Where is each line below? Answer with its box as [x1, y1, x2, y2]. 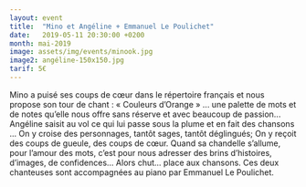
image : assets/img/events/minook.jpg [9, 47, 153, 57]
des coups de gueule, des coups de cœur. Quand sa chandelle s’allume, [9, 138, 281, 149]
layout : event [9, 13, 64, 23]
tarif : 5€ [9, 65, 47, 74]
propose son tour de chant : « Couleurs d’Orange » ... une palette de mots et [9, 99, 297, 109]
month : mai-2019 [9, 38, 71, 48]
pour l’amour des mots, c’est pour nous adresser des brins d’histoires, [9, 147, 272, 158]
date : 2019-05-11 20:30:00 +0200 [9, 30, 145, 39]
